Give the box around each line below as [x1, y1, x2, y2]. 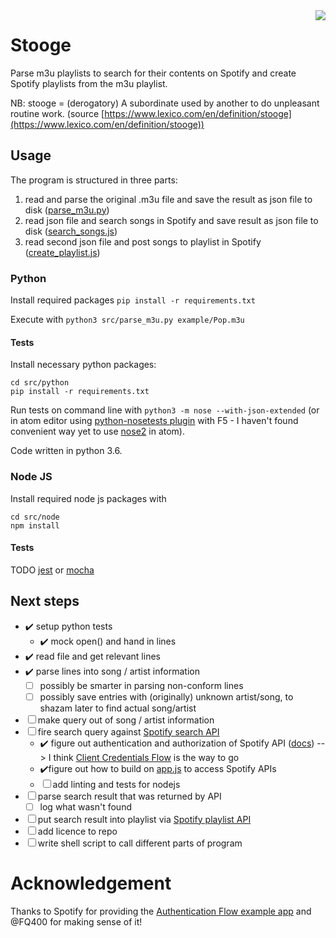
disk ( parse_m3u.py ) [24, 204, 110, 216]
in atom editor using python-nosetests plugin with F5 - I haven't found [10, 415, 299, 427]
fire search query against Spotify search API [37, 725, 220, 738]
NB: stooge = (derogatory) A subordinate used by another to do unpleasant [10, 97, 320, 109]
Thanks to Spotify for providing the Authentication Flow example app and [10, 905, 312, 917]
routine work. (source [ [10, 107, 105, 119]
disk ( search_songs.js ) [24, 225, 118, 237]
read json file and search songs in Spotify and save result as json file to [24, 214, 319, 226]
